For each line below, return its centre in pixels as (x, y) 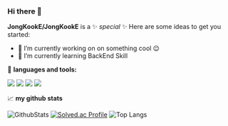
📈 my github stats (35, 98)
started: (19, 35)
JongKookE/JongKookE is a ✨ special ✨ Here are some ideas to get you (114, 27)
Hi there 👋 (25, 11)
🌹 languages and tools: (42, 69)
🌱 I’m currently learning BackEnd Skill (73, 56)
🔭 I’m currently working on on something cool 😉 (89, 48)
